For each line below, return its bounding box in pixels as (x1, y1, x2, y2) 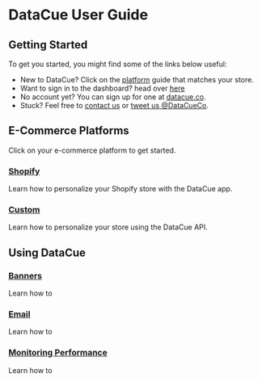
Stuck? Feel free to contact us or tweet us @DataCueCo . (19, 101, 209, 110)
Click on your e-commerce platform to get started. (8, 145, 176, 155)
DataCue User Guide (8, 6, 148, 24)
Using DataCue (8, 246, 87, 259)
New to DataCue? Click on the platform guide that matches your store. (19, 75, 255, 84)
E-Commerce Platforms (8, 124, 129, 138)
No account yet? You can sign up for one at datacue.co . (19, 92, 206, 102)
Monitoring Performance (8, 347, 108, 359)
